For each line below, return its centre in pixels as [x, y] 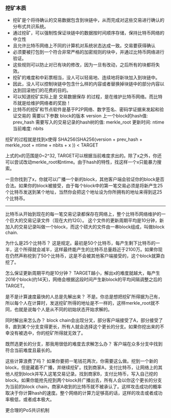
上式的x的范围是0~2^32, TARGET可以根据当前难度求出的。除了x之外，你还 [83, 156]
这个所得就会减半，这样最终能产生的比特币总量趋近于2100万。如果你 [86, 250]
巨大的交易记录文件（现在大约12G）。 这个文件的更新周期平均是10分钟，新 [87, 220]
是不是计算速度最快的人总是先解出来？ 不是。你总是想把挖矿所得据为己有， [84, 297]
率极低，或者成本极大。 [30, 400]
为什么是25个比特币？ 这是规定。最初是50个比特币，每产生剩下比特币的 [80, 243]
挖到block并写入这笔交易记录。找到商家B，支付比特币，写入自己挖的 [86, 374]
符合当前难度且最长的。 [30, 350]
